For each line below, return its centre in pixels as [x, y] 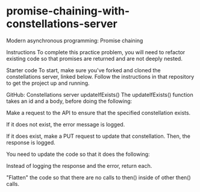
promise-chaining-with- [68, 11]
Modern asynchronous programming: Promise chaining [75, 40]
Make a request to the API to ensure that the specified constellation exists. [98, 113]
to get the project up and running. [48, 83]
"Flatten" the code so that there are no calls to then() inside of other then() [98, 177]
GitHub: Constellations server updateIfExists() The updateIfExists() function [100, 94]
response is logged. [31, 142]
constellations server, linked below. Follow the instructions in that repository [100, 76]
